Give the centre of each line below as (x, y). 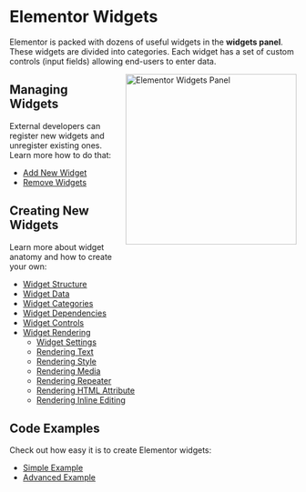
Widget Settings (66, 342)
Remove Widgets (55, 182)
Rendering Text (65, 351)
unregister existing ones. (56, 145)
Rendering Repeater (74, 380)
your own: (28, 266)
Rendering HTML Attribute (85, 390)
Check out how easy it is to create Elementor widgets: (111, 450)
